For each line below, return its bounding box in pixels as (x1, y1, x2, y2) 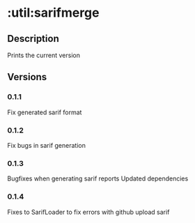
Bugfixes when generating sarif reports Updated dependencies (7, 174, 189, 183)
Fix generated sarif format (7, 108, 82, 116)
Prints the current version (7, 51, 80, 59)
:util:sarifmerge (7, 5, 100, 21)
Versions (7, 71, 47, 83)
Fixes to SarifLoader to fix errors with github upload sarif (7, 208, 170, 216)
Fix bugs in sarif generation (7, 141, 86, 149)
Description (7, 33, 59, 45)
